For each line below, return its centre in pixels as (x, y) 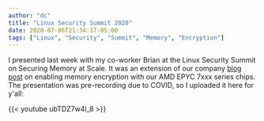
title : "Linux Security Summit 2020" (70, 23)
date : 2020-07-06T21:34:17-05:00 (63, 30)
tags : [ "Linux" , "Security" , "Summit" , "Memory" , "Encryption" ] (116, 38)
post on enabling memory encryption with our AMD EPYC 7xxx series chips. (132, 77)
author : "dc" (30, 15)
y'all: (16, 94)
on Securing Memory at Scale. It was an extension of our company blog (125, 69)
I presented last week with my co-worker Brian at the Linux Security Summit (132, 60)
